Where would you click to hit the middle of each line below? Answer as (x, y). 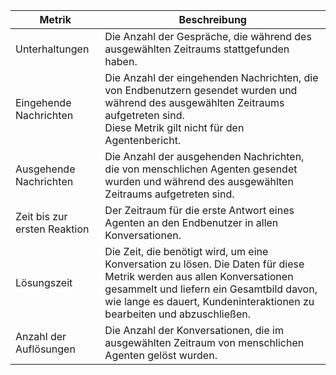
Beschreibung (212, 19)
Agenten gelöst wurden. (161, 355)
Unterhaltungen (52, 49)
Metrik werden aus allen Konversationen (199, 276)
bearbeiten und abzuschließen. (177, 314)
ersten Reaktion (52, 229)
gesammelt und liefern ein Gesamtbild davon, (211, 289)
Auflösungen (45, 349)
